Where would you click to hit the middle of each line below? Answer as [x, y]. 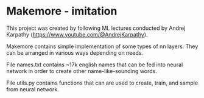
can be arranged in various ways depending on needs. [75, 52]
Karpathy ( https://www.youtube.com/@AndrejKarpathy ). [77, 34]
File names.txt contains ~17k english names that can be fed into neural [95, 65]
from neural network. [33, 89]
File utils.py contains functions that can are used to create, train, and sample [102, 83]
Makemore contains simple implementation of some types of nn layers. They [102, 46]
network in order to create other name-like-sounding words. [82, 71]
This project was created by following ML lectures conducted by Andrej [96, 28]
